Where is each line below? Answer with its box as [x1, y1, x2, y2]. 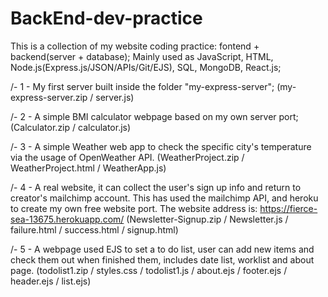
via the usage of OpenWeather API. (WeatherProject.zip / [10, 151, 245, 163]
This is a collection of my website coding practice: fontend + [10, 40, 260, 52]
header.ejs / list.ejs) [10, 275, 92, 287]
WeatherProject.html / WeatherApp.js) [10, 162, 167, 174]
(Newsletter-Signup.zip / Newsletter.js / [126, 213, 289, 225]
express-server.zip [10, 91, 88, 103]
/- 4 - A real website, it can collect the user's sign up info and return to [10, 181, 302, 193]
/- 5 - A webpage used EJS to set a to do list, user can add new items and [10, 243, 315, 255]
